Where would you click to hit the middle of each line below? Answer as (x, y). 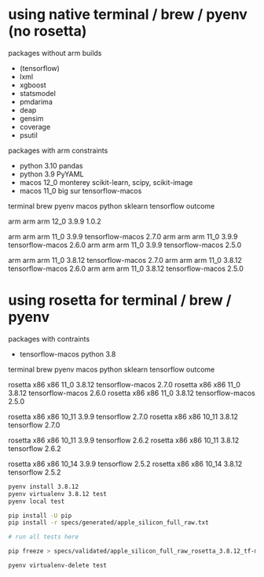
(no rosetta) (48, 31)
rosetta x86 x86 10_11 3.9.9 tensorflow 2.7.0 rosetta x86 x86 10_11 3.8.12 (123, 416)
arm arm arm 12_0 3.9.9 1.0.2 (55, 221)
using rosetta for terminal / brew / (120, 300)
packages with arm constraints (58, 150)
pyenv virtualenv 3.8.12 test (58, 494)
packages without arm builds (55, 53)
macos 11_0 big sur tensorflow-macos (81, 190)
